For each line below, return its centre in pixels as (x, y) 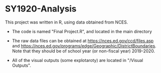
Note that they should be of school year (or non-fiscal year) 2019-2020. (83, 51)
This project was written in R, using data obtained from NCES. (66, 22)
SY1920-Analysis (41, 9)
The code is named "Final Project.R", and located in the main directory (82, 31)
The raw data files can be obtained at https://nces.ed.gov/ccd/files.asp (83, 41)
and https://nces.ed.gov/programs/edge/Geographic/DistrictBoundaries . (84, 46)
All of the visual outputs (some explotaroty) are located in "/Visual (78, 60)
